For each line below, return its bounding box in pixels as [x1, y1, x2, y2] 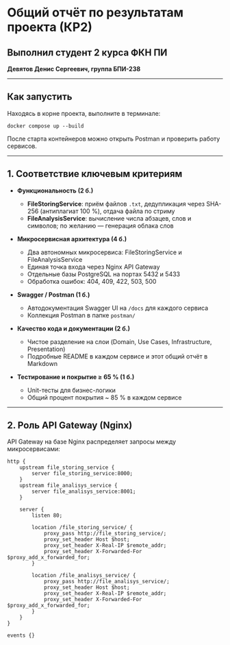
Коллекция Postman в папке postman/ [27, 311, 136, 319]
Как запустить [7, 91, 73, 103]
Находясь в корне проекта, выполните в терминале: [7, 109, 161, 117]
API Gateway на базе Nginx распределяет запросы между [7, 437, 177, 446]
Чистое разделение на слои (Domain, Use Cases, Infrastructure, [27, 337, 212, 345]
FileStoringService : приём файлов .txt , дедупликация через [27, 199, 205, 208]
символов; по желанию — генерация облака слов [27, 221, 175, 230]
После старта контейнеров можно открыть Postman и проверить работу [7, 134, 220, 143]
